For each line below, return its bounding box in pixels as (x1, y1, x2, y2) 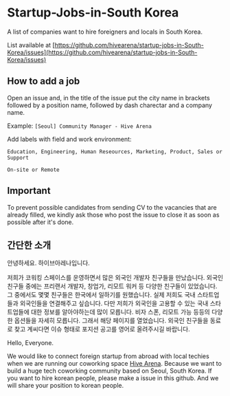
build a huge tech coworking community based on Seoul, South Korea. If (7, 366, 212, 375)
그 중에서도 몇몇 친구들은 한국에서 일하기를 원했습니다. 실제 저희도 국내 (7, 291, 196, 299)
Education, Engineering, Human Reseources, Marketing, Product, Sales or (7, 148, 223, 155)
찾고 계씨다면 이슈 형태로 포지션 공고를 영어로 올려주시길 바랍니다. (14, 325, 190, 333)
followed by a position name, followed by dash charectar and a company (7, 101, 213, 109)
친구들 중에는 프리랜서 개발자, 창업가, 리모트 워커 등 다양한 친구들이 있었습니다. (7, 282, 218, 290)
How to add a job (7, 76, 80, 87)
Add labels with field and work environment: (7, 135, 132, 143)
